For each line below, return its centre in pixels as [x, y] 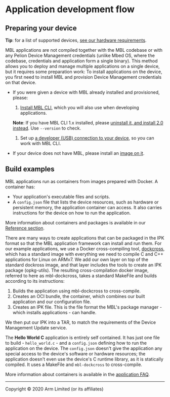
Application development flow [70, 9]
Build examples [30, 169]
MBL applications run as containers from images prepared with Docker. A [82, 181]
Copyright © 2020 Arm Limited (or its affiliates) [54, 389]
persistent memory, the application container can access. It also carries [87, 207]
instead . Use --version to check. [47, 128]
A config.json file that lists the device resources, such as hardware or [86, 202]
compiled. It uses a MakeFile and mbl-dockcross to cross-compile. [74, 365]
